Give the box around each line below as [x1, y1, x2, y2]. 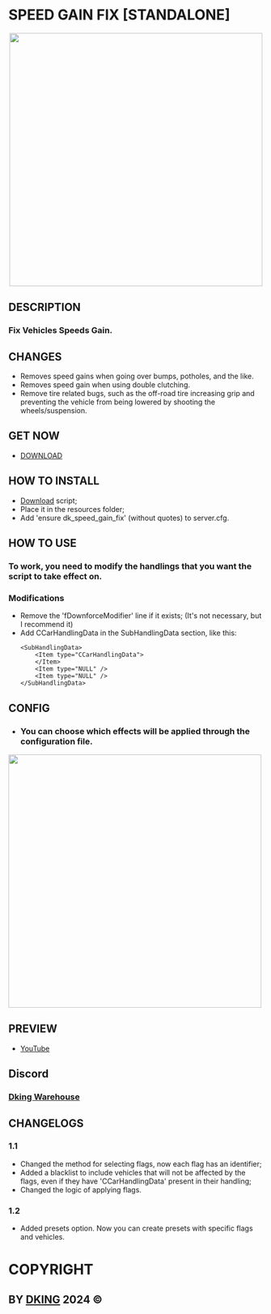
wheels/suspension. [19, 406, 87, 416]
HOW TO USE [8, 536, 77, 550]
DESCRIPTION [8, 301, 81, 314]
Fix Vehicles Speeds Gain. [8, 325, 113, 336]
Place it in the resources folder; [19, 504, 125, 514]
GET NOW [8, 429, 60, 443]
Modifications [8, 592, 65, 604]
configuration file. [19, 736, 93, 747]
